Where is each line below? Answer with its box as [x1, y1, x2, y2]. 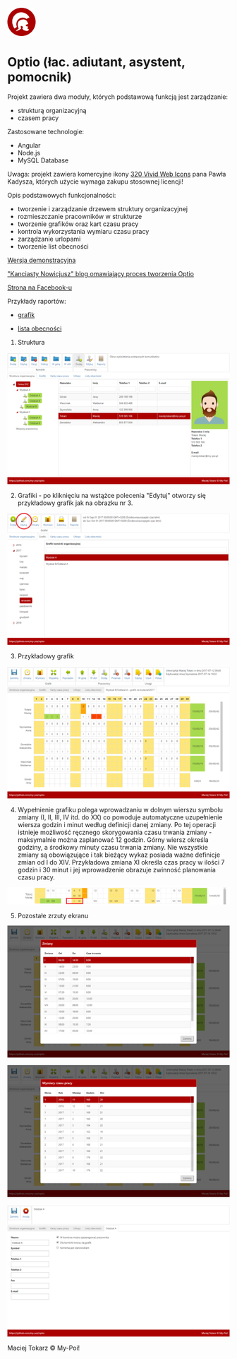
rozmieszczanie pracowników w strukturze [17, 212, 142, 220]
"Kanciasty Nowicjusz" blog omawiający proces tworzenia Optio [7, 269, 194, 278]
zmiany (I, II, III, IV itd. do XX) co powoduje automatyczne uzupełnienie [17, 813, 223, 821]
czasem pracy [17, 114, 59, 122]
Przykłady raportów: [7, 297, 66, 305]
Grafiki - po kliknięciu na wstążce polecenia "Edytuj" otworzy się [17, 492, 206, 500]
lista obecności [17, 324, 62, 333]
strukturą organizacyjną [17, 106, 87, 114]
